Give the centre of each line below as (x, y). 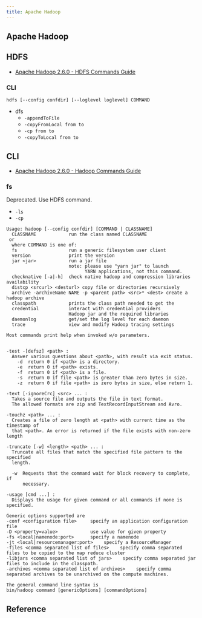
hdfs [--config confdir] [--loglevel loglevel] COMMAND (78, 100)
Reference (26, 609)
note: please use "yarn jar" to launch (119, 267)
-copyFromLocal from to (54, 125)
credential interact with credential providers (86, 309)
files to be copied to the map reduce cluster (66, 553)
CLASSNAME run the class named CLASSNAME (80, 234)
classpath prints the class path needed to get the (93, 304)
